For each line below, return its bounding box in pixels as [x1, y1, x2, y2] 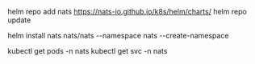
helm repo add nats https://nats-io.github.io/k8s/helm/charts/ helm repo [7, 7, 247, 16]
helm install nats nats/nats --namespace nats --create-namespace [7, 31, 229, 40]
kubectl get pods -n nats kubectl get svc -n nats [7, 46, 168, 55]
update [7, 15, 31, 25]
